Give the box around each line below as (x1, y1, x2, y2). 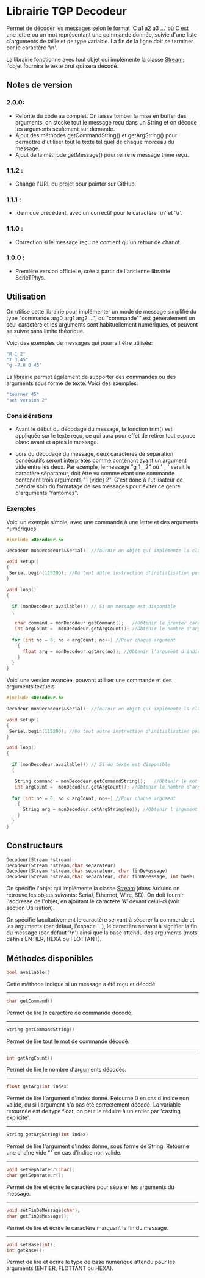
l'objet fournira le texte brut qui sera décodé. (6, 62, 119, 70)
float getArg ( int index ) (6, 1083, 70, 1090)
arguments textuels (6, 683, 55, 690)
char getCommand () (6, 998, 53, 1004)
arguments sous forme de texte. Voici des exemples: (6, 380, 138, 387)
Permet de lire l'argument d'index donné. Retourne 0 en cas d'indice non (6, 1094, 189, 1102)
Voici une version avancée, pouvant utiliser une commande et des (6, 676, 172, 684)
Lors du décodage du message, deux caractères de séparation (15, 450, 174, 458)
